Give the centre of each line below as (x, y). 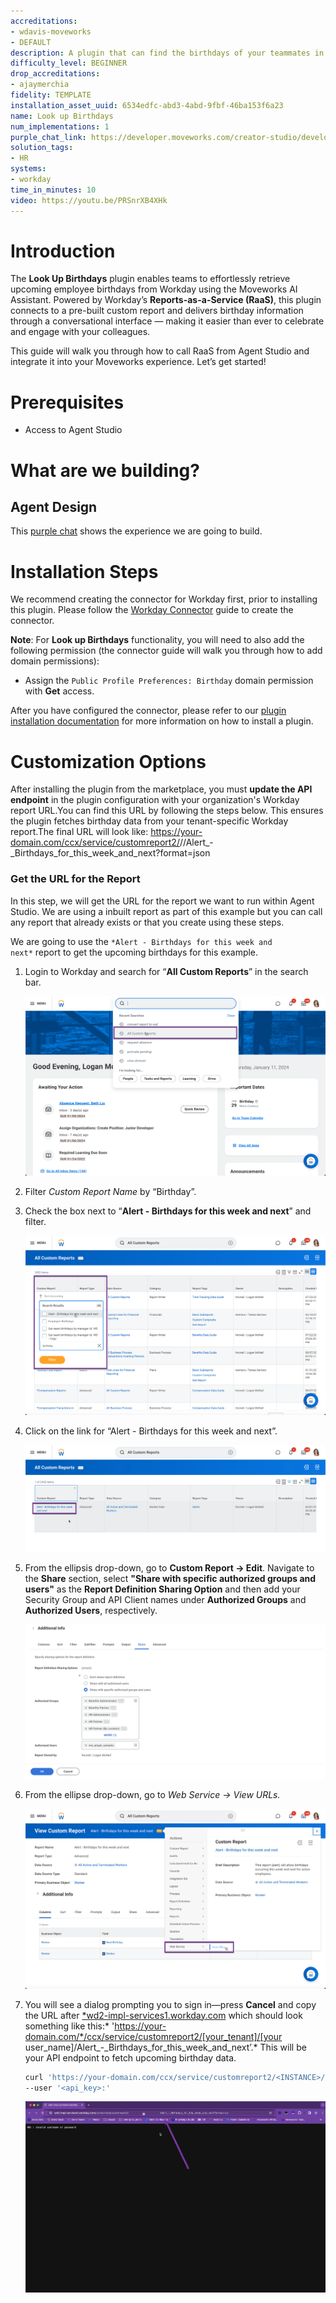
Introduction (63, 251)
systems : (28, 169)
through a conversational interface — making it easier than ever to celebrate (167, 321)
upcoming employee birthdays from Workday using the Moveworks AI (154, 289)
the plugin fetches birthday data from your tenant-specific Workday (149, 821)
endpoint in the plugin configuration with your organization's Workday (155, 800)
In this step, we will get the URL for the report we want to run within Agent (162, 901)
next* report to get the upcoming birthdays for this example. (134, 952)
